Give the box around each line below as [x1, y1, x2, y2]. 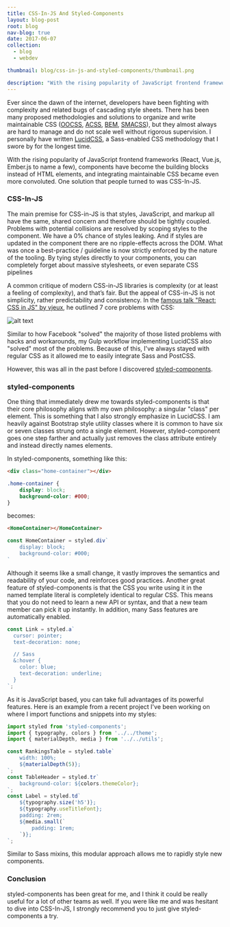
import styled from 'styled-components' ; [7, 723, 127, 730]
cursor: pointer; [13, 632, 63, 639]
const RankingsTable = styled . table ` [7, 748, 115, 755]
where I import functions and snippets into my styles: [7, 710, 157, 718]
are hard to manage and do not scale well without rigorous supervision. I [7, 128, 212, 136]
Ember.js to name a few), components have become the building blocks [7, 162, 209, 171]
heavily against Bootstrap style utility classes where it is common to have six [7, 420, 223, 428]
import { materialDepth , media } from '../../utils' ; [7, 736, 164, 743]
